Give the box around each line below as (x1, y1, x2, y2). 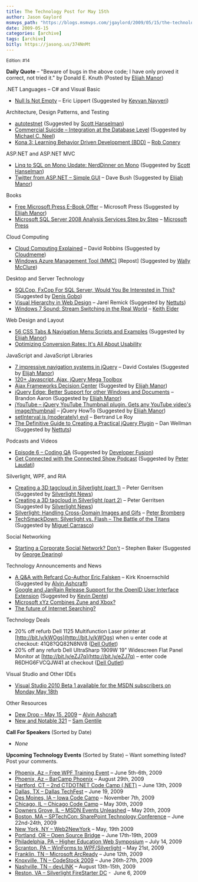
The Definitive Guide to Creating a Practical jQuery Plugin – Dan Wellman (14, 419, 192, 427)
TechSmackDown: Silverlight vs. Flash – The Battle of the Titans (14, 515, 170, 522)
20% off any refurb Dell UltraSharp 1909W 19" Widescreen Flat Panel (14, 646, 183, 653)
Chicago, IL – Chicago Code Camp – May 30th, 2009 (14, 800, 143, 807)
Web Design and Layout (6, 316, 64, 323)
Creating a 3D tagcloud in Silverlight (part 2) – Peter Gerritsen (14, 496, 165, 504)
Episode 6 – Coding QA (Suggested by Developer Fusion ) (14, 448, 154, 455)
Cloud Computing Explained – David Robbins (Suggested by (14, 245, 160, 252)
